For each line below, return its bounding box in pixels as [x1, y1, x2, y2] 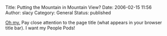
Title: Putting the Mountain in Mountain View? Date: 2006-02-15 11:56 [5, 5, 152, 10]
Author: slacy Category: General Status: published [5, 10, 111, 16]
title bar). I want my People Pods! [5, 25, 75, 31]
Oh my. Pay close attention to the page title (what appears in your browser [5, 20, 162, 25]
